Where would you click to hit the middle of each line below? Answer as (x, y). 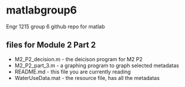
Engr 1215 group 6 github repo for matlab (55, 26)
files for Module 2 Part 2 (51, 45)
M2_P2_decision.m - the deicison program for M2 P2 (78, 59)
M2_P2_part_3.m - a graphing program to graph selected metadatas (97, 65)
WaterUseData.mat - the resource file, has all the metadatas (87, 78)
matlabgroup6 (42, 10)
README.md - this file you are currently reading (73, 72)
